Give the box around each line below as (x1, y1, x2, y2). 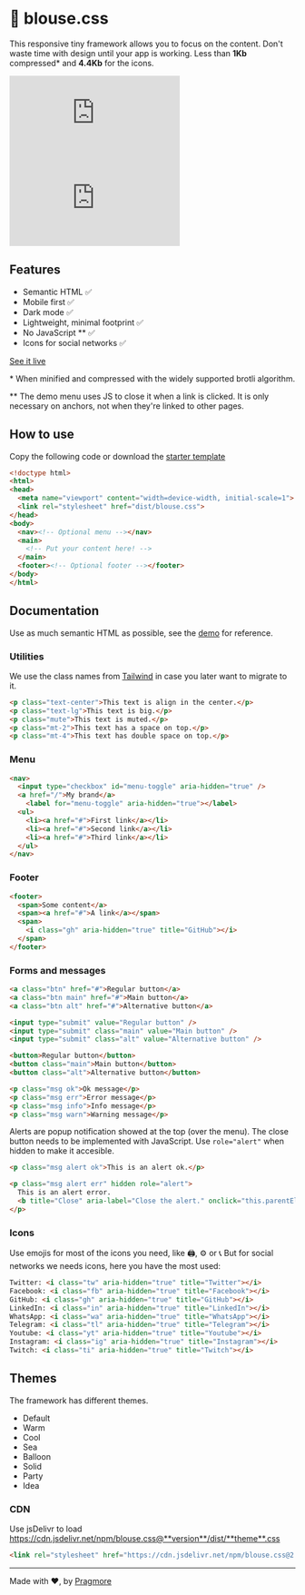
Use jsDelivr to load (9, 1523, 83, 1534)
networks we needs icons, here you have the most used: (9, 1261, 221, 1272)
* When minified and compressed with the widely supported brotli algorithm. (9, 372, 296, 384)
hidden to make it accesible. (9, 1145, 115, 1156)
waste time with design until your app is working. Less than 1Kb (9, 47, 248, 58)
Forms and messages (9, 964, 106, 976)
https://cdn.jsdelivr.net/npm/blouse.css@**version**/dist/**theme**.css (9, 1533, 280, 1544)
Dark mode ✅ (22, 306, 74, 317)
